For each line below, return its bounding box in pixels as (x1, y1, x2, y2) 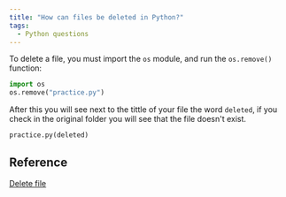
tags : (9, 21, 29, 30)
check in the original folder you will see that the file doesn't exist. (9, 114, 246, 125)
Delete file (9, 178, 47, 188)
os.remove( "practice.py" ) (9, 88, 104, 97)
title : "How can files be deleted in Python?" (9, 12, 184, 22)
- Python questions (17, 29, 89, 38)
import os (9, 80, 46, 89)
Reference (9, 155, 68, 170)
